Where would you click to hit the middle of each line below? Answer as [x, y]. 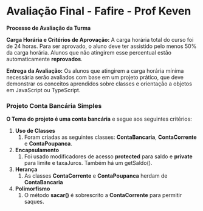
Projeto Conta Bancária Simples [54, 105]
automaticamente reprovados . [45, 59]
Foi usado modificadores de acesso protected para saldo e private [108, 156]
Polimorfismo [33, 189]
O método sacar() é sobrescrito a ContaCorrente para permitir [103, 195]
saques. [34, 202]
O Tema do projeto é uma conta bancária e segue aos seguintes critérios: [99, 119]
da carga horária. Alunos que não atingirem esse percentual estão [89, 52]
